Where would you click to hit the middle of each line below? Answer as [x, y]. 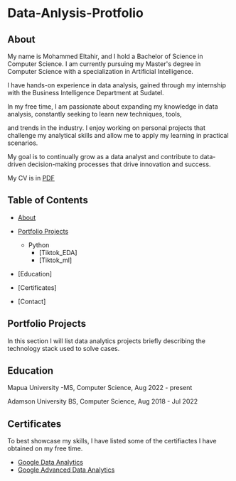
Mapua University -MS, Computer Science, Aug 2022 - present [100, 388]
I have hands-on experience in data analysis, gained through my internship [117, 85]
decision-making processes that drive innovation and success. [119, 164]
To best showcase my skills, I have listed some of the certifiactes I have [112, 441]
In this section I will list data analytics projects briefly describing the [107, 341]
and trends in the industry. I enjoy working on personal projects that [107, 128]
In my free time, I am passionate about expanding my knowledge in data [113, 107]
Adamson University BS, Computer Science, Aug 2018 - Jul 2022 [103, 401]
